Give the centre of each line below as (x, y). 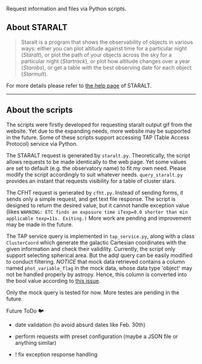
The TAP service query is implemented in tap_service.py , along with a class (100, 236)
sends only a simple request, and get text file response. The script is (91, 199)
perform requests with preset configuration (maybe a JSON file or (96, 336)
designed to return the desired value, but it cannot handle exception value (98, 205)
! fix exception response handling (56, 354)
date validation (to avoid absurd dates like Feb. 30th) (80, 324)
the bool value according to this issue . (54, 281)
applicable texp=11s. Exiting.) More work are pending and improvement (99, 218)
